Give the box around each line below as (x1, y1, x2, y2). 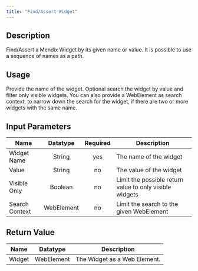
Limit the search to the (116, 200, 179, 208)
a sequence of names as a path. (6, 53, 84, 60)
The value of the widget (116, 166, 182, 175)
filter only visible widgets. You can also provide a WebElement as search (6, 92, 182, 99)
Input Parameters (6, 121, 71, 131)
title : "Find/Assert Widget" (6, 8, 78, 15)
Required (84, 139, 111, 147)
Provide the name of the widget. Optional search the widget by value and (6, 85, 184, 92)
